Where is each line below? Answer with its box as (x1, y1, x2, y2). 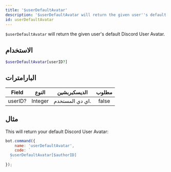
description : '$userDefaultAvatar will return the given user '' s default (5, 12, 167, 17)
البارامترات (5, 74, 36, 82)
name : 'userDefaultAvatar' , (14, 143, 74, 148)
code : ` (14, 148, 31, 153)
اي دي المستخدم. (53, 97, 91, 104)
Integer (31, 97, 49, 104)
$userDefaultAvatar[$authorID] (10, 153, 77, 158)
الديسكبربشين (57, 89, 88, 96)
